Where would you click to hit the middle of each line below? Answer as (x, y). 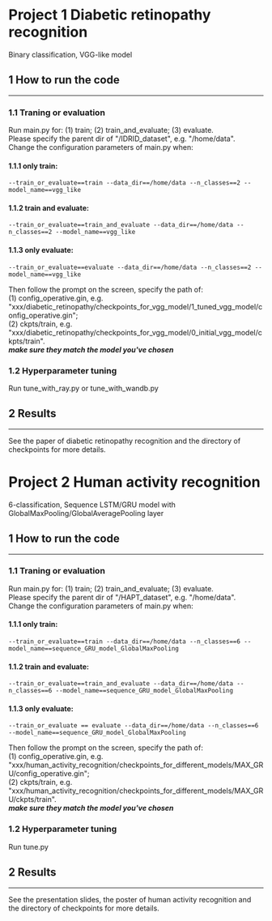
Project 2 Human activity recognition (134, 482)
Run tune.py (28, 846)
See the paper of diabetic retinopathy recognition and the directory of (125, 441)
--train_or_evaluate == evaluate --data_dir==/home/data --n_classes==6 (134, 726)
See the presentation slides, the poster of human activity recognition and (130, 899)
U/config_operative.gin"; (49, 774)
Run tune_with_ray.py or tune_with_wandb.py (84, 388)
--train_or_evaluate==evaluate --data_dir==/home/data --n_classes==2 (130, 267)
